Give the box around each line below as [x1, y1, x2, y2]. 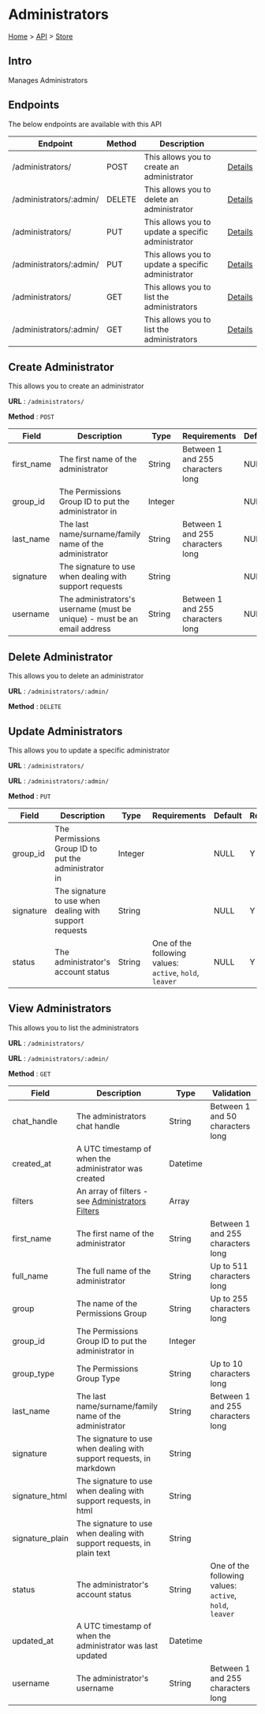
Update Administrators [8, 724, 123, 738]
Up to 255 [210, 1293, 248, 1304]
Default [214, 810, 242, 821]
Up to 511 [210, 1260, 248, 1271]
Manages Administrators [8, 75, 88, 84]
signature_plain [12, 1533, 69, 1544]
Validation [211, 1087, 252, 1098]
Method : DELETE [8, 702, 62, 711]
